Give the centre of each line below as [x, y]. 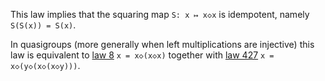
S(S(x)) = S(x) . [43, 25]
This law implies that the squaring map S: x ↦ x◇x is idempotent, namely [160, 14]
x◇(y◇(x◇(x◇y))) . [45, 65]
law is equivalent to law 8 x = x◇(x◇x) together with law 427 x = [142, 55]
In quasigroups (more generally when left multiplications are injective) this [162, 44]
